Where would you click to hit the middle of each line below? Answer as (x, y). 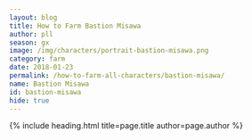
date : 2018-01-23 (41, 68)
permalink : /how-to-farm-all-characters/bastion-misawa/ (117, 76)
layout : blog (33, 17)
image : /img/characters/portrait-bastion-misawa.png (109, 51)
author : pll (31, 34)
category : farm (37, 59)
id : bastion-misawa (45, 92)
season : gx (29, 42)
